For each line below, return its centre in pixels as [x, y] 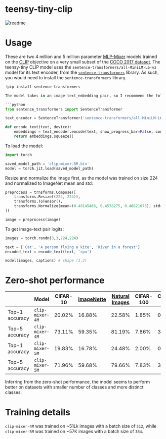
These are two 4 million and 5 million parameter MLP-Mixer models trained [81, 56]
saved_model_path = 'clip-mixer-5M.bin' [47, 164]
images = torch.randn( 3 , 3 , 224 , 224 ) [42, 238]
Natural [121, 296]
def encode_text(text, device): [38, 127]
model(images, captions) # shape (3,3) [46, 261]
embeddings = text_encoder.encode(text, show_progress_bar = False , [84, 132]
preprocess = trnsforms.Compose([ [41, 192]
